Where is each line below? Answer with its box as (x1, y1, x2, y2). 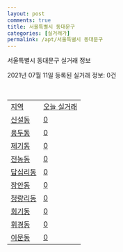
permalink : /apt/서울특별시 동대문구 (7, 36, 104, 43)
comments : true (7, 17, 51, 24)
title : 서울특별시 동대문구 (7, 23, 75, 30)
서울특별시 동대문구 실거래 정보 (7, 57, 92, 65)
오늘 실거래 (42, 102, 78, 112)
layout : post (7, 10, 45, 17)
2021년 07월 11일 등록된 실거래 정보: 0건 (7, 71, 117, 80)
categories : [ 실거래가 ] (7, 29, 71, 37)
